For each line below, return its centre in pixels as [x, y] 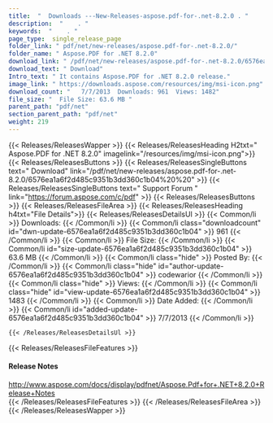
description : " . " [49, 24]
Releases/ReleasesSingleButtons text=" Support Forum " [103, 188]
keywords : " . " [43, 31]
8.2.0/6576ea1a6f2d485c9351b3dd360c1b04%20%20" [102, 179]
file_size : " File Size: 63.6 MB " [70, 99]
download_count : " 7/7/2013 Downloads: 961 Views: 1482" [114, 92]
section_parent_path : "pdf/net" [63, 115]
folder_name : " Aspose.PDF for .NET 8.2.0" [83, 54]
